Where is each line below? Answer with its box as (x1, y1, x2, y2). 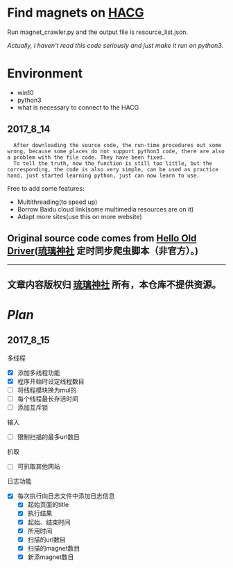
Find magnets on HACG (7, 5, 144, 21)
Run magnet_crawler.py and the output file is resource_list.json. (7, 28, 189, 36)
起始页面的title (27, 501, 69, 509)
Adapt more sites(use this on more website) (17, 212, 142, 221)
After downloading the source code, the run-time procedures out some (13, 141, 222, 148)
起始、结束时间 (27, 518, 71, 526)
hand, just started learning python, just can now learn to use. (7, 172, 200, 179)
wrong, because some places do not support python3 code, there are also (7, 148, 225, 155)
